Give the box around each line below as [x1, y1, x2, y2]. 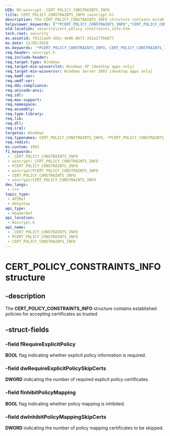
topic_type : [5, 192, 30, 197]
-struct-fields [5, 325, 49, 334]
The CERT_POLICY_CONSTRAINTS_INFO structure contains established [5, 305, 157, 312]
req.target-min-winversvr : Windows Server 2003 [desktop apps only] [5, 69, 153, 74]
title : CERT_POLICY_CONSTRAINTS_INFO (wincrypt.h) [5, 12, 114, 17]
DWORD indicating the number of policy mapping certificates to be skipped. [5, 425, 164, 431]
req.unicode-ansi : [5, 87, 44, 93]
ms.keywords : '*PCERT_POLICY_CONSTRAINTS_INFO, [5, 45, 108, 50]
